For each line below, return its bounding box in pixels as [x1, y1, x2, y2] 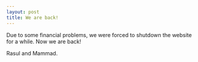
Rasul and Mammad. [6, 49, 58, 57]
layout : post [6, 9, 40, 15]
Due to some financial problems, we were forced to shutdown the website [6, 31, 193, 38]
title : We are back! [6, 15, 59, 21]
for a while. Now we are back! [6, 38, 81, 45]
